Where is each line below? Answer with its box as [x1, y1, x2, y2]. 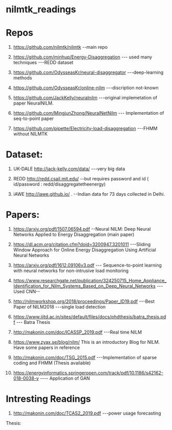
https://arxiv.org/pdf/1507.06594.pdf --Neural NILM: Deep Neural [13, 226, 151, 232]
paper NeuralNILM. [13, 100, 54, 106]
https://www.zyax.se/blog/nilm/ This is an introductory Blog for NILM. [13, 339, 160, 345]
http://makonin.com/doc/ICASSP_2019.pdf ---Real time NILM [13, 329, 142, 335]
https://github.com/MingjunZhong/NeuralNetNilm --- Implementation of [13, 110, 164, 116]
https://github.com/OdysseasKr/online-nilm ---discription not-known [13, 85, 159, 91]
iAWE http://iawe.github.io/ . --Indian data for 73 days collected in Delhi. [13, 191, 165, 197]
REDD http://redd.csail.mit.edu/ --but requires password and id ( [13, 176, 149, 182]
